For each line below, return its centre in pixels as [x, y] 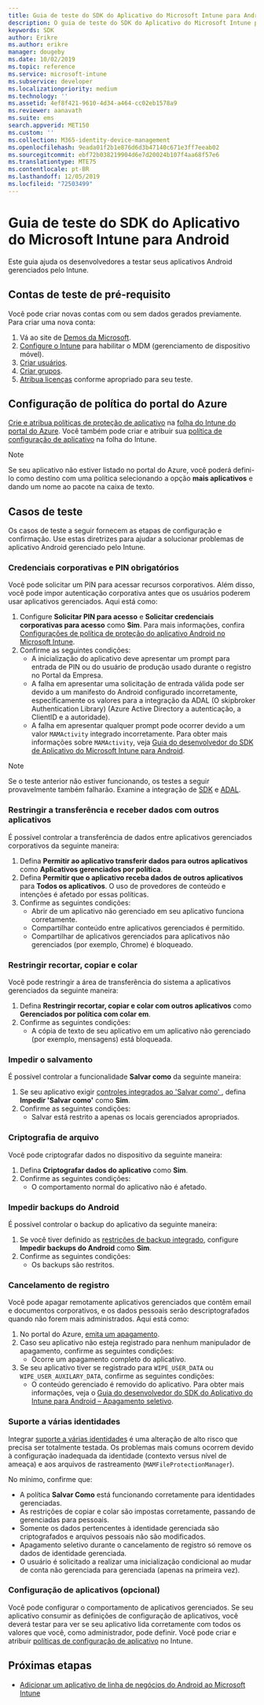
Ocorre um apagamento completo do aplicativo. [108, 1359]
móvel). [32, 354]
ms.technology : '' [38, 96]
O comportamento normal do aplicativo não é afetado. [119, 1187]
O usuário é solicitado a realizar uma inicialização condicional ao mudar [136, 1562]
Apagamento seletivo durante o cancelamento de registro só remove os [136, 1544]
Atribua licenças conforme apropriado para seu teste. [106, 379]
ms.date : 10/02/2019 [42, 60]
